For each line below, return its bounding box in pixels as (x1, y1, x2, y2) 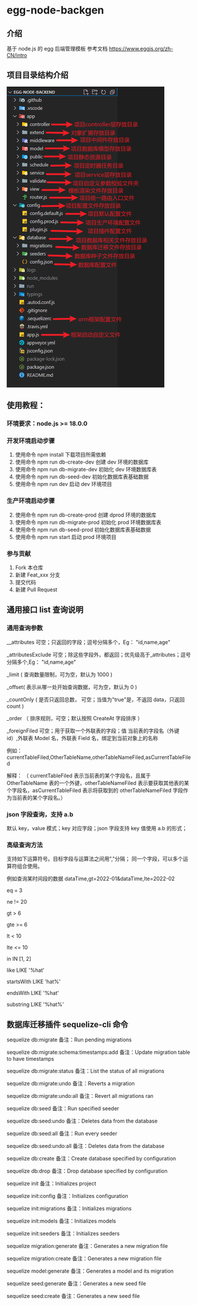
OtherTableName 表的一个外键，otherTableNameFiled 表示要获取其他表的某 (6, 779, 189, 786)
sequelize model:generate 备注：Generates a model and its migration (6, 1267, 174, 1274)
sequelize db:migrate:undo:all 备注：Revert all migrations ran (6, 1093, 154, 1100)
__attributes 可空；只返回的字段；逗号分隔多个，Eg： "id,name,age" (6, 638, 171, 645)
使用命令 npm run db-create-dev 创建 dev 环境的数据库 (15, 458, 149, 465)
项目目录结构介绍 (6, 70, 69, 80)
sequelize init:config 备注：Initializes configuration (6, 1193, 128, 1200)
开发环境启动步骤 (6, 437, 55, 445)
